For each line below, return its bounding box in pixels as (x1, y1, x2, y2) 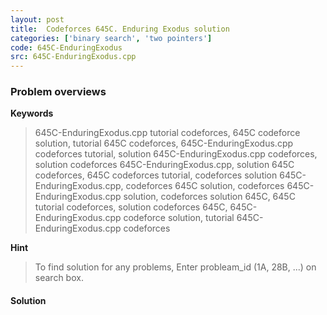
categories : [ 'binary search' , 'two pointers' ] (10, 33, 213, 43)
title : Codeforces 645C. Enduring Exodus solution (10, 24, 230, 34)
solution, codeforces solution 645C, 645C (123, 191, 296, 203)
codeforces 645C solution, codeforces (125, 180, 285, 192)
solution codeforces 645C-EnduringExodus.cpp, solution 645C (34, 159, 295, 171)
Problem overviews (10, 85, 107, 99)
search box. (34, 272, 84, 284)
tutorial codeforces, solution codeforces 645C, (34, 201, 228, 213)
